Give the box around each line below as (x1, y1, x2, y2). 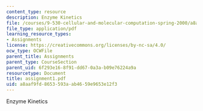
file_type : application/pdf (6, 25, 77, 32)
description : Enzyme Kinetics (6, 14, 83, 20)
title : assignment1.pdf (6, 76, 66, 82)
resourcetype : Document (6, 70, 66, 76)
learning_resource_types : (6, 31, 71, 37)
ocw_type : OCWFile (6, 48, 53, 54)
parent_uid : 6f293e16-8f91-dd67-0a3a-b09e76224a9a (6, 64, 137, 71)
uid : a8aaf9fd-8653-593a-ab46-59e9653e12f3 (6, 82, 118, 88)
